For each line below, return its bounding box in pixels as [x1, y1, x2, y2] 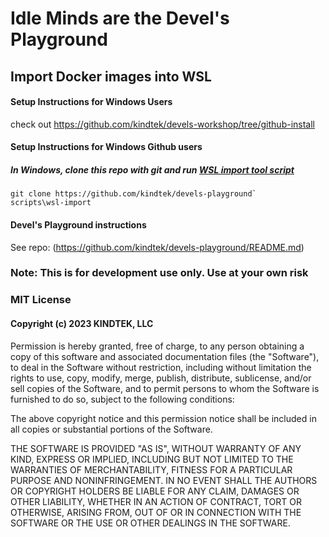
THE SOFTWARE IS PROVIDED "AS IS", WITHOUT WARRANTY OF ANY [10, 442, 302, 454]
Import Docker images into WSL [10, 68, 212, 85]
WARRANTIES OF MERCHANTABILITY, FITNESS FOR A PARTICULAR [10, 463, 293, 476]
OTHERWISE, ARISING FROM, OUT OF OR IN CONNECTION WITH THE [10, 506, 302, 518]
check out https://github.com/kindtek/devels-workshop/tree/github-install [10, 118, 315, 130]
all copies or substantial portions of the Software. [10, 423, 213, 435]
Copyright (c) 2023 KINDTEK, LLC [10, 317, 154, 329]
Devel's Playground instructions [10, 218, 147, 231]
